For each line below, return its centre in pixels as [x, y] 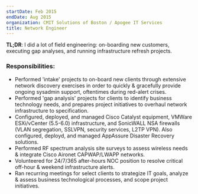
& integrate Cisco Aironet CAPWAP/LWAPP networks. [80, 154]
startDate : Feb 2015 [32, 11]
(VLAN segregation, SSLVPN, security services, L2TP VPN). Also [93, 129]
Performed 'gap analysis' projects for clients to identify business [93, 98]
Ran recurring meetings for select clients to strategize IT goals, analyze [101, 173]
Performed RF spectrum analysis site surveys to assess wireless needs [101, 148]
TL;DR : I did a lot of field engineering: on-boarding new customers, [88, 45]
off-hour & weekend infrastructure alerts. [65, 167]
